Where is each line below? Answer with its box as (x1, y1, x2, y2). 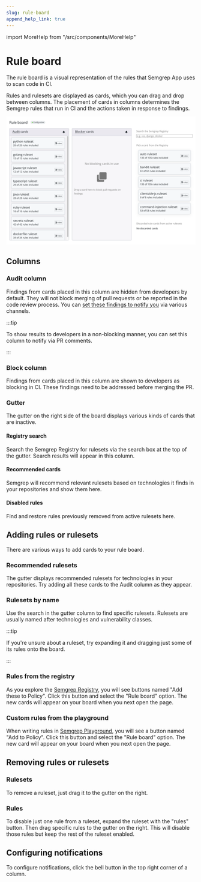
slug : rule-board (6, 10, 50, 16)
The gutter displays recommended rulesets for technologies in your (6, 575, 173, 582)
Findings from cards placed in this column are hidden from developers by (6, 288, 188, 295)
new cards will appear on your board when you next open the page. (6, 698, 174, 705)
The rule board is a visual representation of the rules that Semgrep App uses (6, 74, 196, 81)
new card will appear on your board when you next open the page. (6, 740, 171, 747)
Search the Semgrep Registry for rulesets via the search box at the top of (6, 446, 187, 453)
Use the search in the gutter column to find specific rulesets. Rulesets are (6, 609, 188, 617)
